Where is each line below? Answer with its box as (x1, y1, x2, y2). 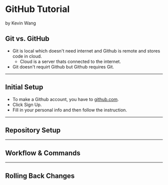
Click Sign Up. (12, 101, 42, 107)
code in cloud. (12, 53, 42, 59)
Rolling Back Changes (5, 171, 75, 180)
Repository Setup (5, 126, 61, 134)
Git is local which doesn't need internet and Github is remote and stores (12, 47, 160, 53)
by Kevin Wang (5, 20, 36, 26)
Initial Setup (5, 83, 43, 91)
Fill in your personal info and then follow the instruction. (12, 106, 127, 113)
